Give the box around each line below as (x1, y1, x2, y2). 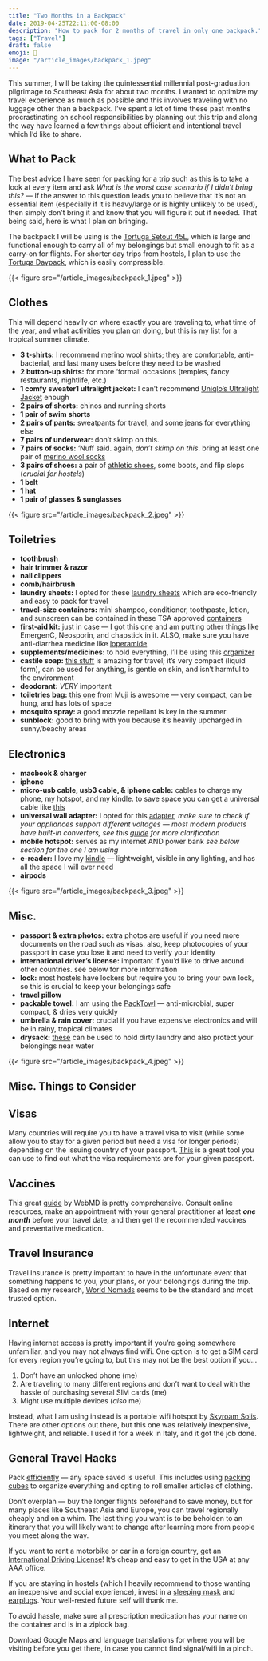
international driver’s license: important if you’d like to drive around (19, 955, 245, 965)
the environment (19, 673, 74, 682)
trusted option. (8, 1293, 57, 1303)
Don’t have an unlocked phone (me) (19, 1370, 138, 1380)
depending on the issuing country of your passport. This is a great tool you (8, 1145, 254, 1155)
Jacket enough (19, 392, 69, 402)
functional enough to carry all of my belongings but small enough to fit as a (8, 240, 255, 250)
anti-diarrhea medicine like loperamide (19, 639, 148, 649)
